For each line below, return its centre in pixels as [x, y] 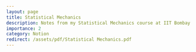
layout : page [22, 12]
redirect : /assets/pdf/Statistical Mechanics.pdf [69, 39]
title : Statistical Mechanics [44, 17]
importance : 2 [24, 28]
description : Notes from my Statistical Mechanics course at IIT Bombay [98, 23]
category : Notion [28, 34]
